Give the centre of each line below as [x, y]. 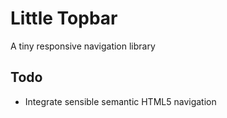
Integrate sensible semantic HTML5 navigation [120, 101]
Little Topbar [64, 18]
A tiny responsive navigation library [83, 46]
